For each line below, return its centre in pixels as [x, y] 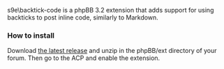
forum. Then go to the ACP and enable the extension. [84, 58]
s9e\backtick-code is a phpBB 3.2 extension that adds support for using [111, 10]
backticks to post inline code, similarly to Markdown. [83, 17]
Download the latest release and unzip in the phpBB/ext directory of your [112, 51]
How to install [31, 36]
